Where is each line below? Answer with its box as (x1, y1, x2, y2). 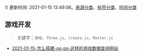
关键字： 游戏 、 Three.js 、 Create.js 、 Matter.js (16, 34, 113, 40)
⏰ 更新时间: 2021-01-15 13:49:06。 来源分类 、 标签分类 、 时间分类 (4, 4, 137, 10)
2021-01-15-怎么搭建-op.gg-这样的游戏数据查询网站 (11, 45, 119, 51)
